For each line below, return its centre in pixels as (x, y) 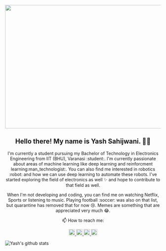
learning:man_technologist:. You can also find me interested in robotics (83, 169)
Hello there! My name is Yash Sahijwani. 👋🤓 (83, 142)
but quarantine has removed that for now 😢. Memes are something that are (83, 205)
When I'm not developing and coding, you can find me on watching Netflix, (83, 195)
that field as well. (83, 185)
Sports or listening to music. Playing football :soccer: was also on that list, (83, 200)
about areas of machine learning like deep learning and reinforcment (83, 164)
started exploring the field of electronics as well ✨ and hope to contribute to (83, 179)
